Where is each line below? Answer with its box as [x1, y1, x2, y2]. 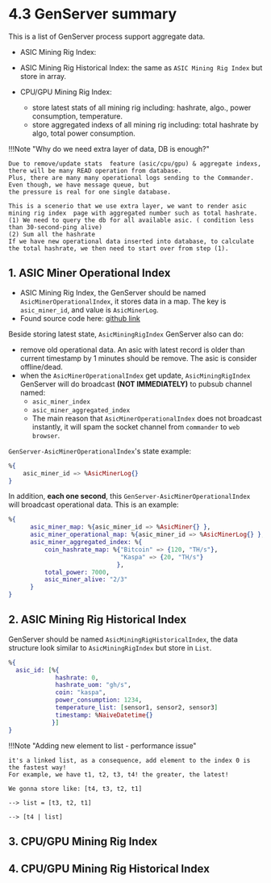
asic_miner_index [31, 397, 91, 406]
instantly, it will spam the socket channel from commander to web [31, 421, 240, 432]
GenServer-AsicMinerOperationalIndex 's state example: [8, 446, 192, 456]
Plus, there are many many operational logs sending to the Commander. [8, 174, 254, 182]
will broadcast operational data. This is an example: [8, 500, 179, 509]
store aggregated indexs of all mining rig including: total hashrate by [31, 119, 259, 129]
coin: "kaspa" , [55, 688, 106, 697]
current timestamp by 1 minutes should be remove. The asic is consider [19, 353, 257, 363]
